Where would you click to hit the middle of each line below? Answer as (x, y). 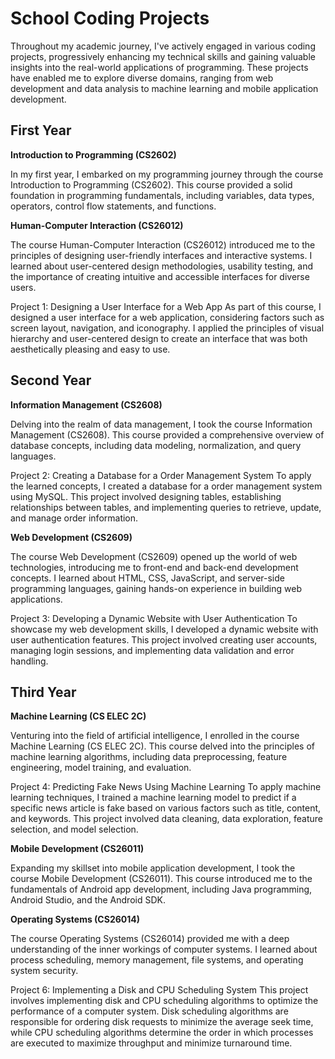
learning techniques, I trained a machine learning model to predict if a (153, 798)
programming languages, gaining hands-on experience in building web (156, 588)
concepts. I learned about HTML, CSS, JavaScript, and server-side (147, 578)
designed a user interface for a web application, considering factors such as (167, 317)
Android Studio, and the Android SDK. (88, 900)
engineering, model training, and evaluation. (101, 768)
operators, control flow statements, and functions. (113, 206)
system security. (44, 971)
